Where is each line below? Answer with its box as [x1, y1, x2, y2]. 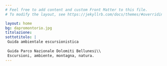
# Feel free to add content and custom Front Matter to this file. [5, 7, 148, 12]
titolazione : [5, 30, 32, 35]
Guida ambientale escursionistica [7, 39, 79, 45]
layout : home [5, 21, 32, 26]
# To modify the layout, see [5, 12, 66, 17]
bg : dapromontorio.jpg [5, 25, 52, 30]
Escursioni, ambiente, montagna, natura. [7, 53, 94, 58]
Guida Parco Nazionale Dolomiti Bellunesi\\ [7, 48, 101, 54]
